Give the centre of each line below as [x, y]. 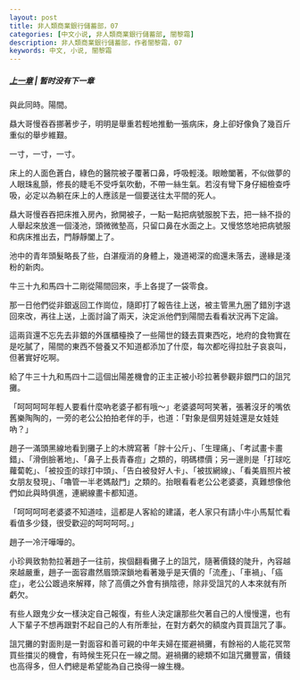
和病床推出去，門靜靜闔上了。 [64, 237]
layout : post [33, 17]
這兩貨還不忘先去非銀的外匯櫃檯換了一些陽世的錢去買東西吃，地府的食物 [142, 336]
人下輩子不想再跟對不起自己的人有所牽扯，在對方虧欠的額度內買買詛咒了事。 [150, 625]
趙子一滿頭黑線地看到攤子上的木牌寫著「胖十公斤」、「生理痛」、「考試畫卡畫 [146, 448]
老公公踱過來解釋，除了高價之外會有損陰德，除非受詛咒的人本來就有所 [158, 583]
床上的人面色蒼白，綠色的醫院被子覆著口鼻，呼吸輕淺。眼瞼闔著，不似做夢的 [150, 173]
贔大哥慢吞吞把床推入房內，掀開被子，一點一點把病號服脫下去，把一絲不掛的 [150, 215]
